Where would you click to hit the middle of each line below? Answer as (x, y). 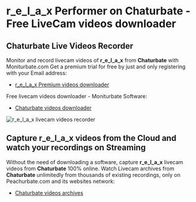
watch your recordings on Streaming (76, 148)
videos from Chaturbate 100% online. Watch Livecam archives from (91, 168)
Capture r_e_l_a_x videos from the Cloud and (91, 138)
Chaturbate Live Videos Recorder (70, 46)
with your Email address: (37, 73)
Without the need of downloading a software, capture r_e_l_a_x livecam (95, 162)
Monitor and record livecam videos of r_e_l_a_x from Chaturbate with (92, 60)
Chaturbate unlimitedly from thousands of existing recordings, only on (94, 174)
